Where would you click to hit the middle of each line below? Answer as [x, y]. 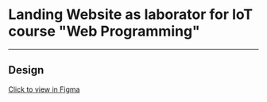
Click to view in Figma [44, 89]
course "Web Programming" [104, 31]
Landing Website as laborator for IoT [131, 15]
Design [26, 70]
